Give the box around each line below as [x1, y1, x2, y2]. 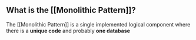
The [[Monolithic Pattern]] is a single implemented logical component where [6, 21, 191, 28]
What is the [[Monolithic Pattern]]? [6, 5, 137, 15]
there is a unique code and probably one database [6, 27, 131, 34]
